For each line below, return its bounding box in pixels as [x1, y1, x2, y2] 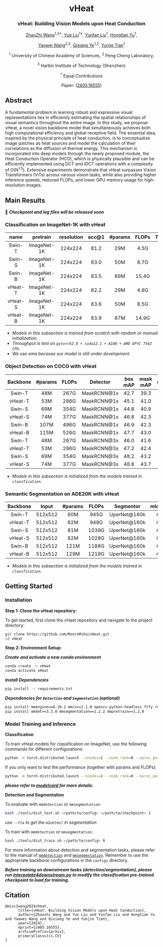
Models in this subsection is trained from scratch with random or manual [12, 330, 158, 336]
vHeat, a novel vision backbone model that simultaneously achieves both [5, 125, 151, 131]
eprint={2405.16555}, [17, 925, 62, 930]
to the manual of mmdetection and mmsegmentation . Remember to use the [5, 852, 148, 858]
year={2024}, [17, 921, 45, 926]
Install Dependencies [5, 677, 49, 683]
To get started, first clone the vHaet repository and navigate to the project [5, 617, 153, 623]
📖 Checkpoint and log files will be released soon [5, 209, 104, 215]
